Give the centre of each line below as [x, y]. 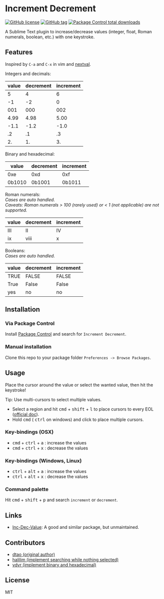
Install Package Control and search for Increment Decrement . [66, 334]
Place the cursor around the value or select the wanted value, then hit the [79, 385]
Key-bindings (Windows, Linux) [44, 461]
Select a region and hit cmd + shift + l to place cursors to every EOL [83, 409]
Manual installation [28, 347]
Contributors [25, 543]
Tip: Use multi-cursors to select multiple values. [53, 399]
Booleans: [15, 250]
